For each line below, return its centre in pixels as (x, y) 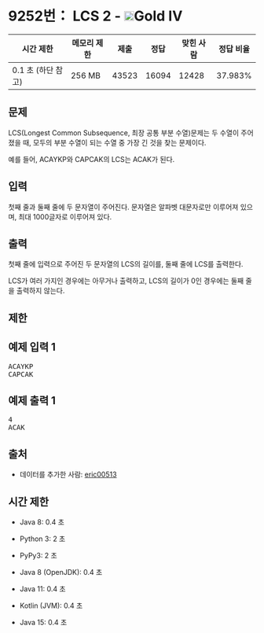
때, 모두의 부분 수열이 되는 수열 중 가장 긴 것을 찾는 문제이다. (114, 142)
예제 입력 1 (32, 347)
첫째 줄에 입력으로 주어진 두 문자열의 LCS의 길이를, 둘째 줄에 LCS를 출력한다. (126, 264)
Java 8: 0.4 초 (42, 522)
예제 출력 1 (32, 401)
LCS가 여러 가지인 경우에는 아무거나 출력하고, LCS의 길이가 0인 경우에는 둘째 (126, 281)
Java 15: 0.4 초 (43, 623)
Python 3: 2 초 (42, 539)
